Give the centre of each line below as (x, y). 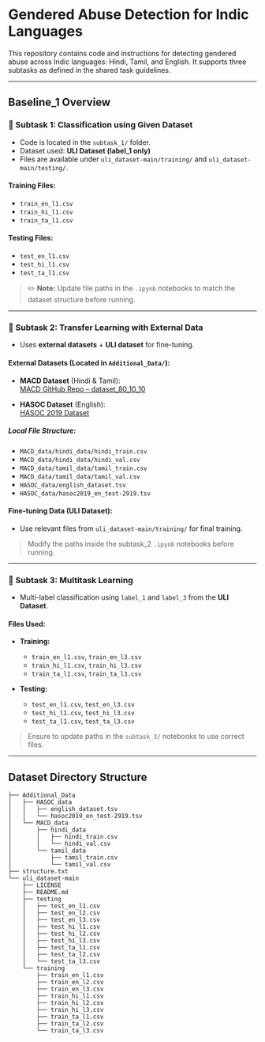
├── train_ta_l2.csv (70, 1024)
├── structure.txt (38, 872)
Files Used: (27, 623)
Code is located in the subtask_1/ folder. (85, 142)
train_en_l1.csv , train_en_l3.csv (86, 657)
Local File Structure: (42, 431)
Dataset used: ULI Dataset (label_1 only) (85, 150)
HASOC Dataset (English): (62, 404)
